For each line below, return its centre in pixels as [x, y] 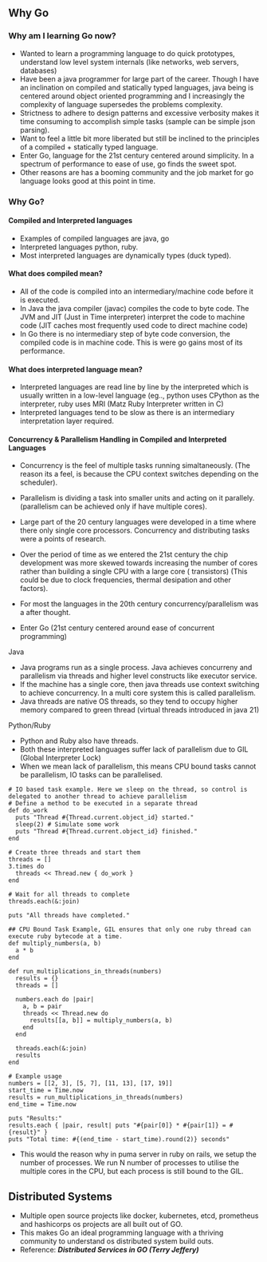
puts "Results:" [35, 1119]
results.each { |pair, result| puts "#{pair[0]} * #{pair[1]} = [117, 1126]
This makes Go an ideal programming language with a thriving [122, 1233]
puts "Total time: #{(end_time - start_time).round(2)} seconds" [119, 1140]
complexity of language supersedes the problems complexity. [121, 104]
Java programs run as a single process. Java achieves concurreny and [136, 668]
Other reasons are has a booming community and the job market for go [136, 172]
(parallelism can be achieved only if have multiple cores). [113, 506]
